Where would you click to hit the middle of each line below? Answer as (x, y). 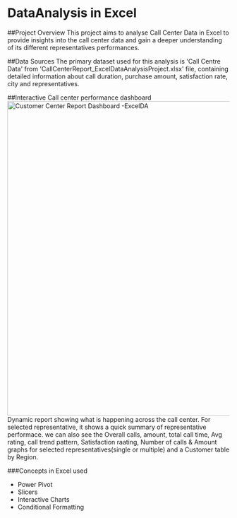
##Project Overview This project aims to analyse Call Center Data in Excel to (118, 33)
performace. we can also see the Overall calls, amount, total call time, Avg (115, 434)
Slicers (28, 492)
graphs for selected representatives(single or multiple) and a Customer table (119, 449)
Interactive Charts (43, 499)
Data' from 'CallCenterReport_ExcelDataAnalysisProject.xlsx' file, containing (118, 69)
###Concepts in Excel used (48, 471)
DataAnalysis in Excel (72, 13)
